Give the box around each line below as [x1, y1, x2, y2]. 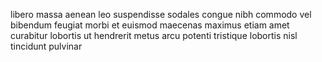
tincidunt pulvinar [10, 40, 83, 52]
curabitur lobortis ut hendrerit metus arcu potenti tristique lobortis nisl [10, 30, 298, 41]
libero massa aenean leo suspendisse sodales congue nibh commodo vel [10, 9, 312, 20]
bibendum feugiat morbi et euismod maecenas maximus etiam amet [10, 19, 290, 31]
